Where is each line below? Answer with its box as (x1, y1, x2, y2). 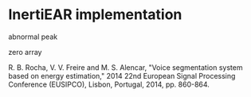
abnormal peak (8, 32, 58, 41)
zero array (8, 47, 42, 56)
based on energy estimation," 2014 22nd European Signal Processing (8, 71, 236, 80)
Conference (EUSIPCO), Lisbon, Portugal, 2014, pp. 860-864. (8, 80, 210, 89)
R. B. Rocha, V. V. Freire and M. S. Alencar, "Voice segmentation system (8, 62, 243, 72)
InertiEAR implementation (8, 6, 182, 24)
